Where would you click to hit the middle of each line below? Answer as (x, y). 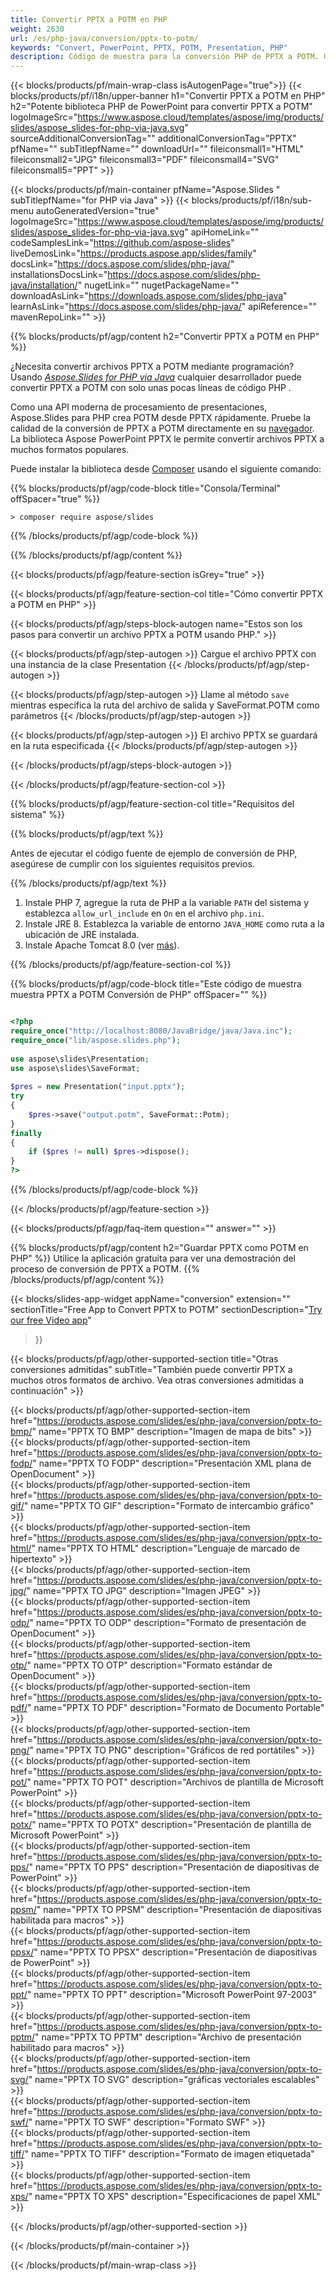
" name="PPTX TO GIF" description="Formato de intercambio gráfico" (169, 1505)
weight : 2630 (37, 29)
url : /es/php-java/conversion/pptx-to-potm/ (104, 38)
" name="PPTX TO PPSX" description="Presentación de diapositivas (175, 1952)
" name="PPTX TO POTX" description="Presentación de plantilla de (171, 1824)
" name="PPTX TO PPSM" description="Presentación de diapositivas (179, 1909)
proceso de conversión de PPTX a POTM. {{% (105, 1269)
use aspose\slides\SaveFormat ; (75, 1068)
